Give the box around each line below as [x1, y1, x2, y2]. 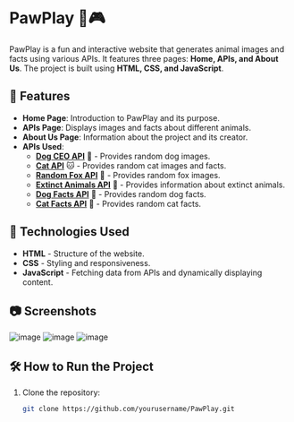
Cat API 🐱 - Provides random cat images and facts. [35, 159, 227, 171]
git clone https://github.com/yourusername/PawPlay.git [21, 405, 235, 414]
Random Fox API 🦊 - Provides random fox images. [35, 169, 221, 180]
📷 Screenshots [9, 303, 97, 319]
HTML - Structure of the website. [21, 248, 145, 259]
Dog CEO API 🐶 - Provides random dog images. [35, 151, 211, 161]
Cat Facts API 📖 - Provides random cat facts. [35, 198, 202, 209]
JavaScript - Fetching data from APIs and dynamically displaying [21, 267, 263, 278]
